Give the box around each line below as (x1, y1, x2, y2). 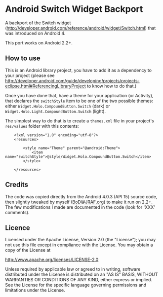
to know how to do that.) (86, 83, 137, 89)
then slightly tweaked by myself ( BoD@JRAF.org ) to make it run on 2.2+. (5, 199, 153, 205)
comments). (5, 209, 30, 215)
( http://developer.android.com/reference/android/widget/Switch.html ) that (5, 25, 156, 31)
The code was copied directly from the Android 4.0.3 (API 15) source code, (5, 193, 158, 199)
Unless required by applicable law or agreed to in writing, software (5, 266, 141, 272)
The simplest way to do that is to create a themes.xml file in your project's (5, 117, 154, 124)
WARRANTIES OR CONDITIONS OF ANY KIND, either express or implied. (5, 277, 152, 283)
